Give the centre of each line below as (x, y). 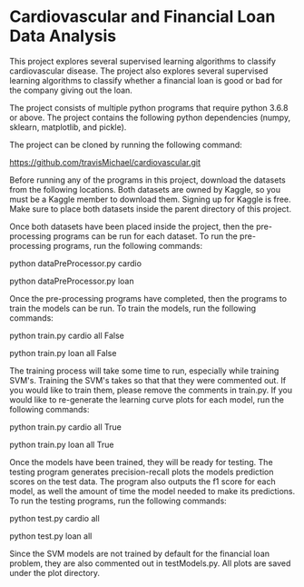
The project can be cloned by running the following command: (126, 144)
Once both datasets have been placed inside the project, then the (132, 226)
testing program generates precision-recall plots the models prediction (142, 472)
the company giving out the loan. (71, 90)
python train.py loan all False (63, 353)
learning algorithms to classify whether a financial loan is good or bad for (146, 80)
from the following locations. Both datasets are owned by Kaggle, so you (145, 189)
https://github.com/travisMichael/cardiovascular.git (105, 162)
